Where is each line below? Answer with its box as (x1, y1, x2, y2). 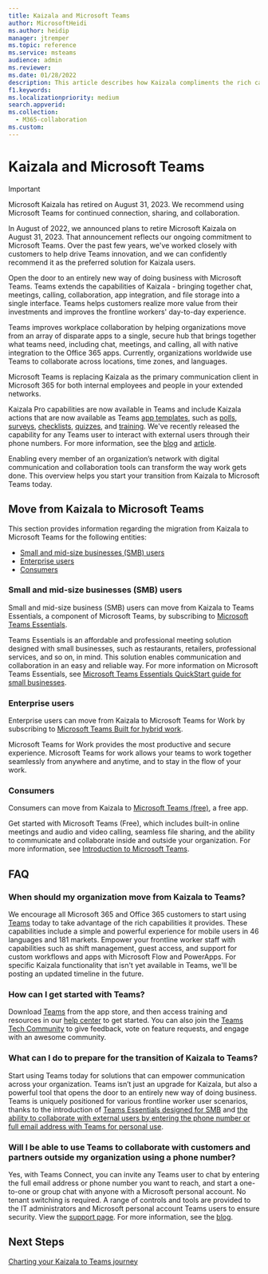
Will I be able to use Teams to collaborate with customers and (8, 1141, 251, 1153)
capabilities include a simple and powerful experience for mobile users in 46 (8, 926, 259, 936)
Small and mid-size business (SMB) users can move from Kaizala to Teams (8, 603, 254, 612)
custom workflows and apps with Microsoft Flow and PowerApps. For (8, 952, 237, 961)
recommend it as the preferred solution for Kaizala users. (8, 257, 196, 267)
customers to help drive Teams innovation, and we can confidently (8, 249, 227, 258)
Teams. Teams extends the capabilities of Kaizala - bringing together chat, (8, 281, 253, 291)
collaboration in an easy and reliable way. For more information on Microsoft (8, 660, 258, 670)
